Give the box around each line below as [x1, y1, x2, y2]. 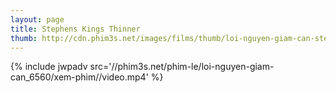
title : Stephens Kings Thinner [10, 24, 141, 34]
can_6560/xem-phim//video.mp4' [10, 71, 149, 83]
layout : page [10, 14, 65, 25]
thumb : [10, 33, 38, 43]
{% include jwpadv [10, 61, 88, 73]
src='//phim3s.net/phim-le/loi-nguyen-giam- [89, 61, 275, 73]
